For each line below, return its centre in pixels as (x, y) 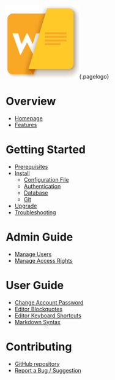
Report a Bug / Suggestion (48, 370)
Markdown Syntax (37, 322)
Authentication (42, 186)
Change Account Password (49, 302)
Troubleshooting (35, 212)
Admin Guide (39, 237)
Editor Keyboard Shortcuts (48, 316)
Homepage (29, 118)
